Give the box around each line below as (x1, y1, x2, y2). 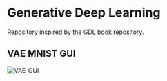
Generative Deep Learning (7, 5, 161, 21)
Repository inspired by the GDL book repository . (7, 28, 144, 36)
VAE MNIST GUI (7, 48, 76, 60)
